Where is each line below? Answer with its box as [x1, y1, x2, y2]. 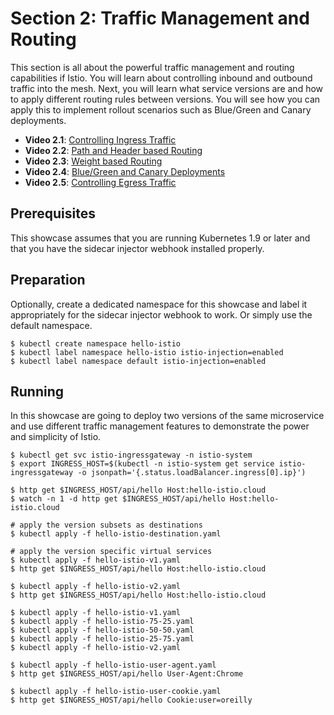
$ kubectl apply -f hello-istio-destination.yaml [10, 529, 222, 539]
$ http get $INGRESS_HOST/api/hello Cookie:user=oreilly [10, 695, 253, 706]
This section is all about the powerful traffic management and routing [10, 61, 295, 73]
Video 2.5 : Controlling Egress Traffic [24, 176, 177, 188]
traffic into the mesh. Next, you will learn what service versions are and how [10, 82, 324, 94]
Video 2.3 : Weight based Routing [24, 155, 163, 167]
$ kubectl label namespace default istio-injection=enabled [10, 356, 267, 366]
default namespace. [10, 319, 93, 331]
